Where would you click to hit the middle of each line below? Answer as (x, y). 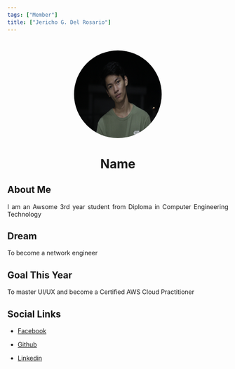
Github (27, 344)
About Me (29, 190)
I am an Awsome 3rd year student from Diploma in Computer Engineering (118, 206)
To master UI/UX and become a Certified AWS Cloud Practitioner (101, 292)
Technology (25, 214)
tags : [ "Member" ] (33, 15)
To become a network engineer (53, 253)
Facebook (32, 330)
